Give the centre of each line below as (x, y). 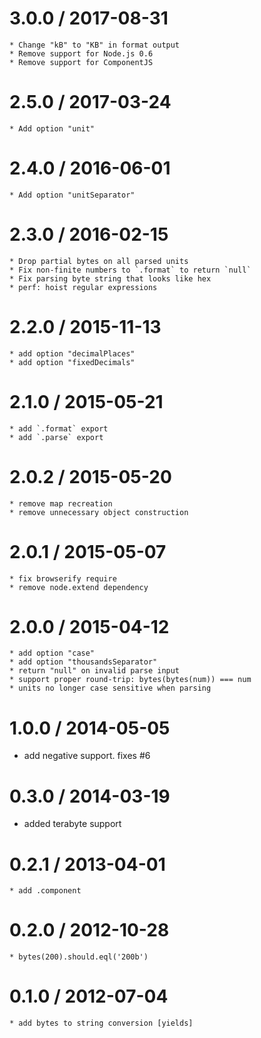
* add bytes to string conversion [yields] (101, 1023)
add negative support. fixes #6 (87, 756)
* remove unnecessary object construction (99, 512)
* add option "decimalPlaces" (72, 353)
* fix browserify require (63, 578)
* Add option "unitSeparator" (72, 195)
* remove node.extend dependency (79, 587)
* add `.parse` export (56, 437)
